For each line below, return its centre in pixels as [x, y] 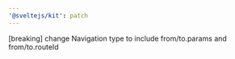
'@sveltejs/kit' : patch [48, 16]
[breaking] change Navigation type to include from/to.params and [118, 38]
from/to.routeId [34, 47]
